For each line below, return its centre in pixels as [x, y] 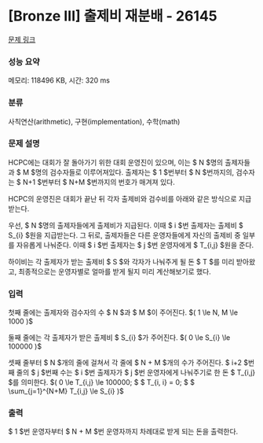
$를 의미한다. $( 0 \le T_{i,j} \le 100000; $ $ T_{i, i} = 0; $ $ [101, 382]
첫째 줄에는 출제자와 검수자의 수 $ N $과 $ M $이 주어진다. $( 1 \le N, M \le [123, 312]
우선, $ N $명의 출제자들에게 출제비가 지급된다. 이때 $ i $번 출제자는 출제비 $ [126, 225]
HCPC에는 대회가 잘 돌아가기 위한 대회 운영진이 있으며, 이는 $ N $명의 [116, 162]
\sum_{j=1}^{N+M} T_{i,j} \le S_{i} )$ [66, 391]
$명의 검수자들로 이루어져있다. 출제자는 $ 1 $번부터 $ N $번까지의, [133, 172]
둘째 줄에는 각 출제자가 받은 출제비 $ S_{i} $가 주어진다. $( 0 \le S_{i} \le [119, 338]
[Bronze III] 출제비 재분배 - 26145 [113, 16]
